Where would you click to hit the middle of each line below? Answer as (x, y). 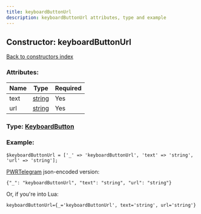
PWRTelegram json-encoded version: (53, 172)
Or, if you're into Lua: (32, 194)
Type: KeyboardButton (40, 126)
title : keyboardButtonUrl (39, 12)
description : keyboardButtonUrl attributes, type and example (86, 18)
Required (68, 88)
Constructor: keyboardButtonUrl (69, 42)
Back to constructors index (40, 57)
